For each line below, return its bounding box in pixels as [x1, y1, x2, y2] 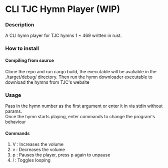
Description [5, 21, 34, 28]
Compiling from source [5, 57, 54, 63]
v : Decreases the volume [12, 147, 65, 153]
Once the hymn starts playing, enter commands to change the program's [5, 113, 155, 119]
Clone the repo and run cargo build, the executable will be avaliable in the [5, 68, 156, 74]
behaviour [5, 119, 26, 125]
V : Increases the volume [12, 141, 64, 148]
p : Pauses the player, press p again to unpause [12, 152, 110, 158]
